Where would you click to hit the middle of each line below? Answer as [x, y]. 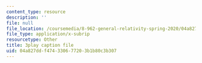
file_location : [25, 28]
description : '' [26, 17]
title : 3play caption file [40, 46]
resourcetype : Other [32, 40]
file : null [20, 23]
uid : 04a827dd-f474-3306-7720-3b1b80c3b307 [62, 51]
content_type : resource [36, 12]
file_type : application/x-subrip [48, 34]
